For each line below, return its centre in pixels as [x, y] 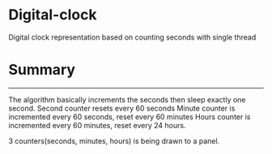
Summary [42, 70]
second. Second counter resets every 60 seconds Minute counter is [122, 108]
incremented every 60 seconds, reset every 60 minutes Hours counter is [130, 117]
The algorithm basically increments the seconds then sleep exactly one [127, 99]
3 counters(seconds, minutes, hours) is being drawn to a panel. [114, 141]
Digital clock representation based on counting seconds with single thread [132, 37]
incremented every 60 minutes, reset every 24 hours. [97, 125]
